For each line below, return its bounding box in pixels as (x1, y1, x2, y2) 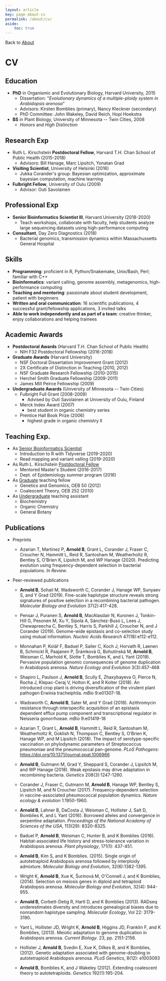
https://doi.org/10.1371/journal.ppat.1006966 (19, 752, 110, 758)
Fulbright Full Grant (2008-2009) (19, 391, 87, 397)
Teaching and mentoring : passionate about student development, (12, 290, 148, 296)
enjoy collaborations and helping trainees (12, 316, 97, 322)
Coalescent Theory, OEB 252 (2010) (19, 488, 94, 494)
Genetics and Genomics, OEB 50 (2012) (19, 483, 101, 489)
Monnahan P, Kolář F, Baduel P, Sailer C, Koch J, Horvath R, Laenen (19, 644, 158, 649)
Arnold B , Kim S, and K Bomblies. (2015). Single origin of (19, 853, 136, 859)
